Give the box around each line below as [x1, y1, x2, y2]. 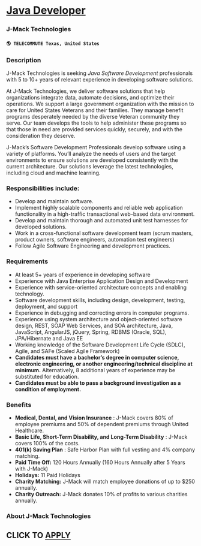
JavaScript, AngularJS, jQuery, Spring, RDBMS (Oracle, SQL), [14, 328, 167, 336]
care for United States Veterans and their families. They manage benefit [6, 107, 184, 114]
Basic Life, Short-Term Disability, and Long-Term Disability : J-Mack [14, 433, 188, 441]
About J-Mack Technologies [6, 512, 91, 520]
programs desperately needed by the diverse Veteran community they [6, 113, 180, 120]
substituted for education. [14, 373, 79, 380]
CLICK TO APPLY [6, 530, 71, 541]
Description [6, 56, 41, 64]
